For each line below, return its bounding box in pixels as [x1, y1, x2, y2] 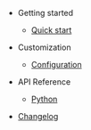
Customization [17, 42, 71, 53]
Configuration [30, 60, 82, 69]
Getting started [17, 8, 74, 18]
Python [30, 93, 58, 104]
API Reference [17, 77, 71, 87]
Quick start [30, 25, 72, 35]
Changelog [17, 111, 59, 121]
